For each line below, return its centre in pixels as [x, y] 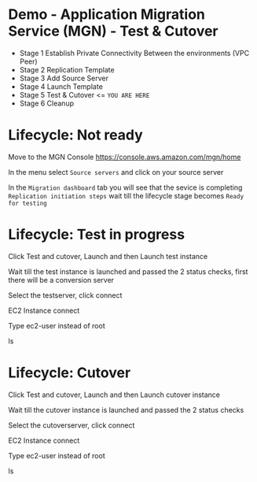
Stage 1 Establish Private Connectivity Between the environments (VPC [134, 53]
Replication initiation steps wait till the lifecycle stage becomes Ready [126, 195]
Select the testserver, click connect [65, 295]
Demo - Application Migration [107, 15]
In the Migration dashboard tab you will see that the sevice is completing [125, 187]
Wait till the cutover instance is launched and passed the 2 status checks [126, 410]
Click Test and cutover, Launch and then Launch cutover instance [114, 395]
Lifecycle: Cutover [70, 373]
